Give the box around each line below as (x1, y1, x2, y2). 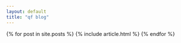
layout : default (6, 8, 46, 15)
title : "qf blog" (6, 14, 49, 20)
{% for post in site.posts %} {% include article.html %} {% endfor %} (6, 30, 176, 37)
